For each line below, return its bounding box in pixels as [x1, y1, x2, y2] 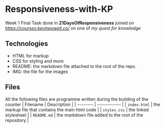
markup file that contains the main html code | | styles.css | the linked [5, 107, 149, 113]
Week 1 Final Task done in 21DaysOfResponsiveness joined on [5, 20, 135, 26]
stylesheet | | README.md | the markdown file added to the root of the [5, 112, 144, 118]
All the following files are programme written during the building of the [5, 96, 149, 102]
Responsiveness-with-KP [5, 3, 113, 15]
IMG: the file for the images [12, 68, 68, 74]
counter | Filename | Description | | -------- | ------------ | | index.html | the [5, 101, 161, 107]
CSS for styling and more [12, 58, 64, 64]
